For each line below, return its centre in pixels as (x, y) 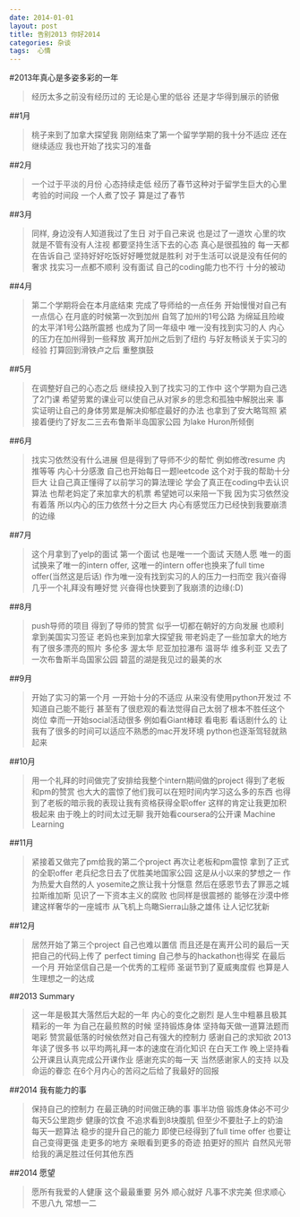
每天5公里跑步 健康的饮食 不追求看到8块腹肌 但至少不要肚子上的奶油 (157, 1120)
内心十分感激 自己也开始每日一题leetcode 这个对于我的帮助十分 (173, 471)
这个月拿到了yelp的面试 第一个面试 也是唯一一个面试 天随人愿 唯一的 (157, 554)
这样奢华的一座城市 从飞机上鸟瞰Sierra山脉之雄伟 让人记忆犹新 (154, 907)
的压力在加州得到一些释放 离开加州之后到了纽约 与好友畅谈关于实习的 (159, 339)
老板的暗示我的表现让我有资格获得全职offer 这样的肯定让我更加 (163, 803)
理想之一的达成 (67, 978)
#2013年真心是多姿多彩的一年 (64, 78)
